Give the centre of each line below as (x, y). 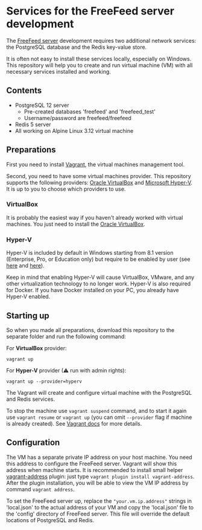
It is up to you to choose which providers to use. (66, 189)
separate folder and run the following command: (66, 336)
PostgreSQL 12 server (42, 105)
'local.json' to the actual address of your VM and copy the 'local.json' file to (100, 507)
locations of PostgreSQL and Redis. (50, 520)
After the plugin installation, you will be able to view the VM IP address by (97, 483)
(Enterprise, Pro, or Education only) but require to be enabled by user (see (98, 259)
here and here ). (25, 266)
